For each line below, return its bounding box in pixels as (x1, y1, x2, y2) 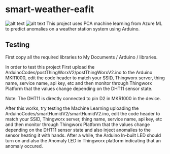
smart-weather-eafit (5, 4, 94, 15)
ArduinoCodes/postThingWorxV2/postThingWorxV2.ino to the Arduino (5, 69, 153, 75)
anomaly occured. (5, 143, 43, 149)
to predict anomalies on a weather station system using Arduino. (5, 25, 140, 32)
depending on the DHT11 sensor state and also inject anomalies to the (5, 127, 151, 133)
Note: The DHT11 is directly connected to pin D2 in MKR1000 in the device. (5, 95, 161, 101)
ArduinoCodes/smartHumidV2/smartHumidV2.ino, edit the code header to (5, 110, 160, 116)
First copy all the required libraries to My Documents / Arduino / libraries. (5, 54, 158, 60)
